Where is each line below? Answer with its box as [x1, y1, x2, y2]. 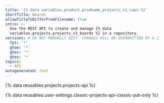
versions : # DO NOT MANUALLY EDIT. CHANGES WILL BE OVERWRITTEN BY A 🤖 [5, 36, 159, 41]
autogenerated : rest [5, 69, 49, 74]
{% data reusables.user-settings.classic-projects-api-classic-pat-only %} [5, 92, 158, 98]
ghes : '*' [10, 54, 30, 60]
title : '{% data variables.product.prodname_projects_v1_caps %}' [5, 7, 148, 13]
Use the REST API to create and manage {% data [10, 26, 112, 31]
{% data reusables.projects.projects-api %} [5, 82, 96, 88]
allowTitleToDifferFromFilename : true [5, 17, 87, 22]
